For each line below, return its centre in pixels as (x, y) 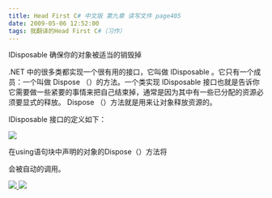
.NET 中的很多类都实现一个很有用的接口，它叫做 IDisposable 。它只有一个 (131, 72)
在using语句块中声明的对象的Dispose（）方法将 (88, 152)
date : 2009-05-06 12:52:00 (54, 23)
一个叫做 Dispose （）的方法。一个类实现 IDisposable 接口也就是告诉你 (141, 82)
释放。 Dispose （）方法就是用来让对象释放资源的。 (130, 103)
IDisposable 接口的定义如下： (57, 120)
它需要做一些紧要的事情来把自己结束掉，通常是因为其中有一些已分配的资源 (132, 92)
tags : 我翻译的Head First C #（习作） (67, 31)
